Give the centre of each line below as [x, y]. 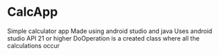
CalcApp [33, 12]
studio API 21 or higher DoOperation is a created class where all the [103, 38]
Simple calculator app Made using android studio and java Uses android [110, 31]
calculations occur [34, 45]
